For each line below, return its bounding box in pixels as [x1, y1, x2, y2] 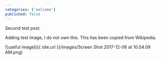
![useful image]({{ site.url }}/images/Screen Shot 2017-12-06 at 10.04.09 [5, 44, 151, 50]
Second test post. [5, 25, 41, 31]
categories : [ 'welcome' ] [5, 7, 56, 12]
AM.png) [5, 49, 23, 55]
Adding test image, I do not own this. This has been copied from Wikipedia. [5, 35, 157, 40]
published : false [5, 12, 41, 17]
